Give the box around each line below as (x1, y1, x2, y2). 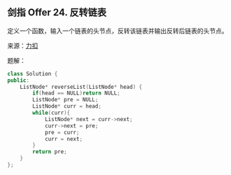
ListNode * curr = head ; (32, 103, 101, 110)
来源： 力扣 (7, 41, 38, 50)
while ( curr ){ (32, 109, 71, 117)
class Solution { (7, 70, 58, 77)
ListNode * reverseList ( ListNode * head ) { (20, 83, 142, 90)
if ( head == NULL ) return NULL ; (32, 90, 120, 97)
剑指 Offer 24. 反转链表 (7, 6, 107, 19)
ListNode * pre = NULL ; (32, 97, 99, 104)
